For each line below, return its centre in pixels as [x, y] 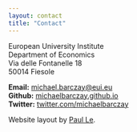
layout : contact [35, 16]
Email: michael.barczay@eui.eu [60, 87]
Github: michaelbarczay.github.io [63, 95]
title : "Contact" [37, 23]
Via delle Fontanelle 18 [45, 63]
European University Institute [56, 46]
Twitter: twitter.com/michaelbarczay [68, 104]
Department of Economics [52, 54]
